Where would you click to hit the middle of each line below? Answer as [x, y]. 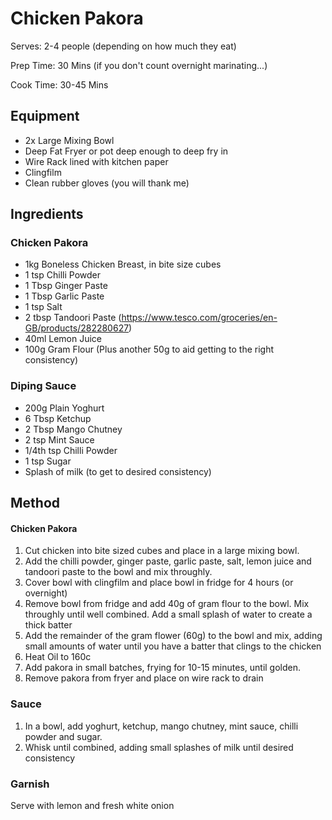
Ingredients [47, 214]
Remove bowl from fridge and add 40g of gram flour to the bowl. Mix [167, 604]
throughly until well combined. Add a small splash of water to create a [168, 614]
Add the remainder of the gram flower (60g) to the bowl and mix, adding [173, 636]
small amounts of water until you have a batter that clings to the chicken [173, 646]
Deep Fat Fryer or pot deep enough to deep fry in [126, 151]
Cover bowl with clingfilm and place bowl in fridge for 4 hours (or [159, 583]
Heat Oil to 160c [58, 657]
